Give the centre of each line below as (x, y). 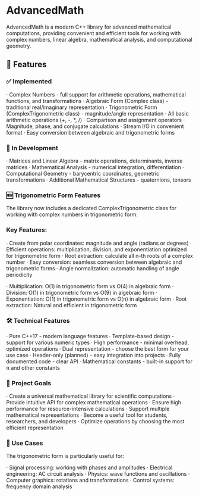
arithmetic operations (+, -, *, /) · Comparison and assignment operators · (96, 120)
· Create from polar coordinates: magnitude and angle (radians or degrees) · (99, 243)
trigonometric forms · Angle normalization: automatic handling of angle (93, 268)
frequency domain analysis (39, 486)
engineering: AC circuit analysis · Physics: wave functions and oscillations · (98, 474)
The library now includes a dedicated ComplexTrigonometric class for (91, 208)
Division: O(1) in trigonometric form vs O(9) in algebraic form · (82, 292)
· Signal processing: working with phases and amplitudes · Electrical (89, 467)
